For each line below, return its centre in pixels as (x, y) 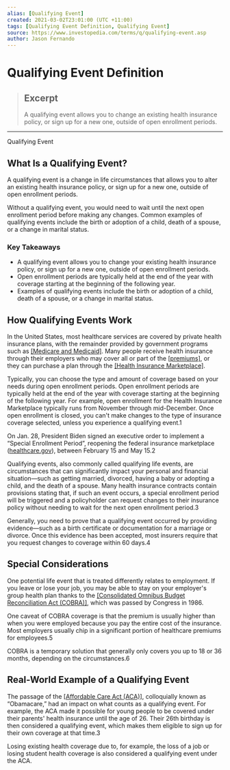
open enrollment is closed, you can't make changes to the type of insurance (114, 416)
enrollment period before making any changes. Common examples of (105, 215)
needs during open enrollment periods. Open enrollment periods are (103, 386)
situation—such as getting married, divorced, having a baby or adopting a (111, 479)
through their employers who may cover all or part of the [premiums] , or (108, 359)
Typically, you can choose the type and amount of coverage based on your (113, 379)
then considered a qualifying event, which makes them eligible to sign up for (115, 725)
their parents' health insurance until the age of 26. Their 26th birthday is (109, 718)
